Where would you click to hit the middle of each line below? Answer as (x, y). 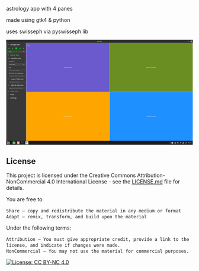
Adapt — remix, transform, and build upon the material (76, 217)
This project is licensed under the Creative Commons (71, 175)
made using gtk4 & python (38, 20)
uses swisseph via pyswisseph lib (47, 31)
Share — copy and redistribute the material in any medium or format (94, 211)
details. (15, 188)
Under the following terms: (39, 228)
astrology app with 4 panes (39, 9)
